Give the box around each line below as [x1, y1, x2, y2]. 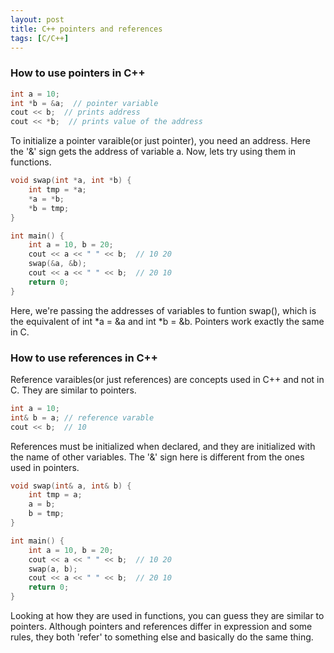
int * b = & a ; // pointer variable [10, 98, 159, 108]
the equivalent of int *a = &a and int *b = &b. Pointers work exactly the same [10, 315, 325, 327]
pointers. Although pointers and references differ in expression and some [10, 621, 313, 633]
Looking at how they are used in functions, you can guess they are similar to [10, 610, 325, 622]
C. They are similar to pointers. [10, 384, 137, 396]
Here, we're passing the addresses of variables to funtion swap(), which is [10, 304, 317, 316]
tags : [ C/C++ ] [10, 33, 70, 43]
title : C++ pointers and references [10, 24, 163, 34]
